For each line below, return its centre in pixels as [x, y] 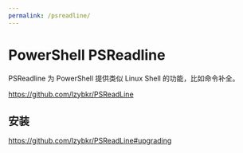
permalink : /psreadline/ [49, 16]
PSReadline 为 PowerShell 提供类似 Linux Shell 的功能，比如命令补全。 [124, 78]
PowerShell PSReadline [87, 55]
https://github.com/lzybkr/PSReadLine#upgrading [90, 141]
